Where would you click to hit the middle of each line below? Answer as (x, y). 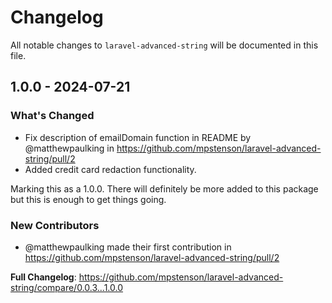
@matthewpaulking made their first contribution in (128, 247)
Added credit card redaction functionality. (110, 169)
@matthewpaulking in (69, 148)
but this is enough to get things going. (88, 199)
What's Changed (52, 116)
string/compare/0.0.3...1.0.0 (67, 287)
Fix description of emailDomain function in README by (138, 137)
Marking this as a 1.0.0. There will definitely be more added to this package (164, 188)
